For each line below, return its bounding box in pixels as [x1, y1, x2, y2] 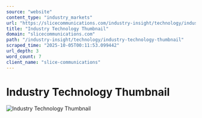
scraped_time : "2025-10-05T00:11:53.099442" [6, 43, 120, 49]
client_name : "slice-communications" [6, 59, 101, 65]
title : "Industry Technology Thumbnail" [6, 25, 109, 32]
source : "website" [6, 8, 52, 15]
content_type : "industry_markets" [6, 14, 93, 20]
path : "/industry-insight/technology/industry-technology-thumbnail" [6, 37, 185, 43]
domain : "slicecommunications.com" [6, 31, 96, 37]
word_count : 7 [6, 54, 42, 60]
